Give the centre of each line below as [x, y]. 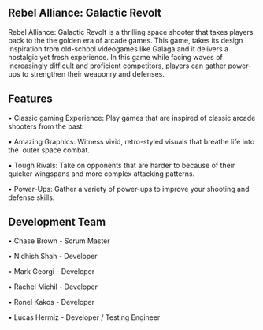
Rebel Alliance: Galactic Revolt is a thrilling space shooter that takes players [131, 32]
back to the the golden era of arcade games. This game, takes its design [126, 40]
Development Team [57, 222]
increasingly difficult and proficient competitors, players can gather [117, 66]
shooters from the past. [46, 126]
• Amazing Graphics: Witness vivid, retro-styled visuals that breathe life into [131, 141]
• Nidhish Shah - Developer [53, 257]
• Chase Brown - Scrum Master [59, 241]
